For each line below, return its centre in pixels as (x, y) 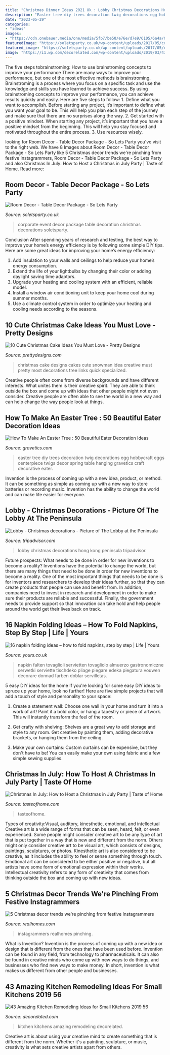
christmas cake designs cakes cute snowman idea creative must (85, 365)
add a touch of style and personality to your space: (58, 696)
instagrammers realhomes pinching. (55, 934)
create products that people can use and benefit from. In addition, (74, 587)
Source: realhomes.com (30, 924)
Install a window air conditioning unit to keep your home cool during (83, 293)
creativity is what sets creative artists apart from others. (63, 1047)
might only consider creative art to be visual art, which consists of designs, (83, 846)
